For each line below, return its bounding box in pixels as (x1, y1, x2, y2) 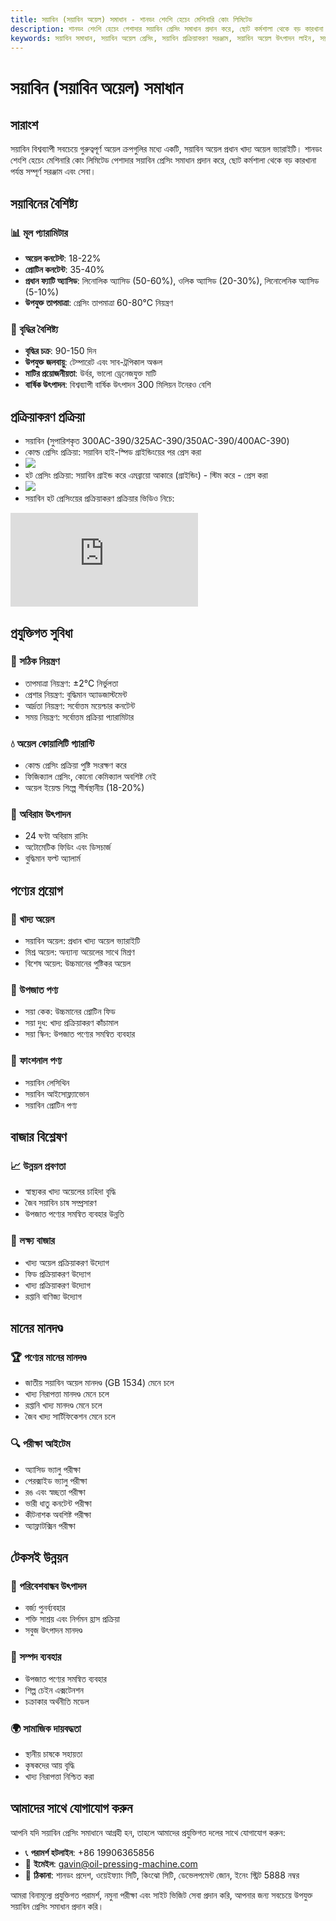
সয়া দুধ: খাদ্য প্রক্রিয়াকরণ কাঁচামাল (24, 1017, 119, 1029)
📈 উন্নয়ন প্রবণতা (10, 1159, 67, 1173)
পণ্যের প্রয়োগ (10, 882, 63, 899)
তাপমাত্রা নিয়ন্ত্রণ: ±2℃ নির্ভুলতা (24, 677, 119, 689)
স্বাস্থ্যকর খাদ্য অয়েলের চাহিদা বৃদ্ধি (24, 1186, 117, 1198)
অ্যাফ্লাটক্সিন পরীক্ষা (24, 1519, 76, 1531)
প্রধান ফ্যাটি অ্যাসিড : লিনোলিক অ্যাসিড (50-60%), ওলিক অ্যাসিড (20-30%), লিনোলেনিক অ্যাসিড (24, 275, 320, 287)
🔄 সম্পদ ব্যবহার (10, 1650, 62, 1664)
